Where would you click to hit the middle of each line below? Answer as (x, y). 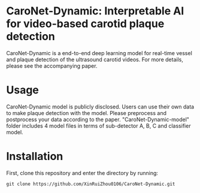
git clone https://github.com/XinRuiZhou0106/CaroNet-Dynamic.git (91, 184)
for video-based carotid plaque (85, 24)
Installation (35, 156)
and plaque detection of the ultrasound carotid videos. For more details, (95, 59)
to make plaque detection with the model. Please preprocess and (86, 113)
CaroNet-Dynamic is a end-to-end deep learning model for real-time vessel (99, 53)
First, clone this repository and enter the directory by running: (82, 173)
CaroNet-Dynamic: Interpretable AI (95, 11)
